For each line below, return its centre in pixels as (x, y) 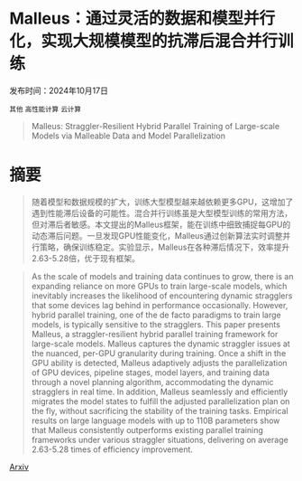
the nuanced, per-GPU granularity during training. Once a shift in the (159, 353)
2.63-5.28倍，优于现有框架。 (85, 258)
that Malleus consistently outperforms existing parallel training (147, 429)
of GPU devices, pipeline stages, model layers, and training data (151, 373)
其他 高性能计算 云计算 (45, 109)
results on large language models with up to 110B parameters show (156, 420)
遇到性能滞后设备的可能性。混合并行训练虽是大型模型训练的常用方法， (162, 212)
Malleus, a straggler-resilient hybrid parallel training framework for (155, 334)
